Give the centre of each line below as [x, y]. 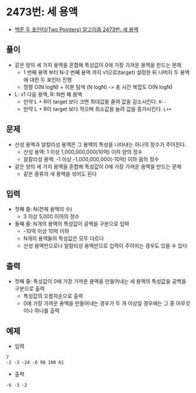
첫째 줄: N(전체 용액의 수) [43, 209]
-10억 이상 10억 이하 [46, 231]
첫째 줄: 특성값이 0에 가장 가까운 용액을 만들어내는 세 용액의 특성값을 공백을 [100, 282]
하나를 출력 [47, 311]
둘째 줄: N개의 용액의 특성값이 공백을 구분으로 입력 [72, 224]
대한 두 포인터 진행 [51, 79]
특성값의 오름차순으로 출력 [53, 296]
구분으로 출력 [30, 289]
